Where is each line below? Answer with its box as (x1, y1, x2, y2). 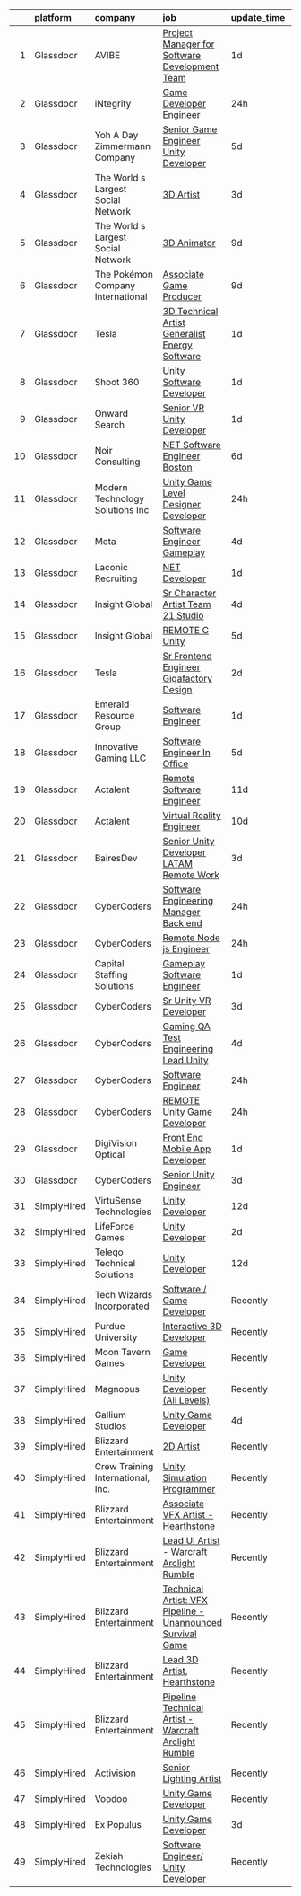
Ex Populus (94, 1819, 142, 1830)
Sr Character (162, 587, 217, 599)
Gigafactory (162, 673, 213, 684)
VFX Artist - (162, 1509, 214, 1521)
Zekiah (94, 1850, 124, 1862)
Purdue (94, 1320, 125, 1332)
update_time (230, 12, 286, 23)
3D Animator (162, 237, 217, 249)
